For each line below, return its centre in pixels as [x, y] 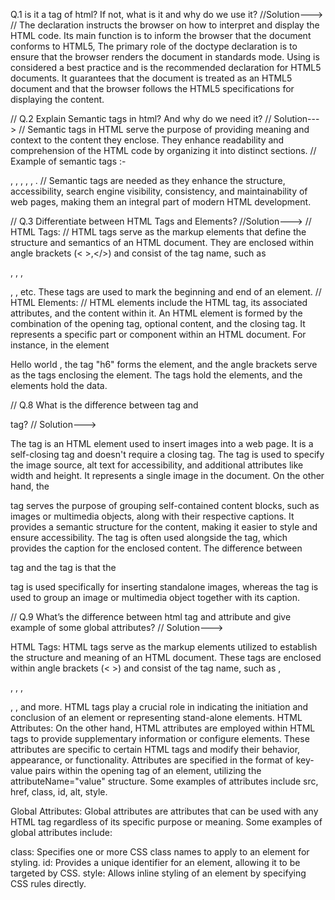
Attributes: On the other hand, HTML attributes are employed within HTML [163, 728]
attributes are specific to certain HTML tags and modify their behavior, [155, 749]
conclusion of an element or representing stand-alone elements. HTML [156, 717]
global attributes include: [61, 832]
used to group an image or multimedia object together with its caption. [155, 597]
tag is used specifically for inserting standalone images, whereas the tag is [164, 587]
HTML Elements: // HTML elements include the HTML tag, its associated [159, 302]
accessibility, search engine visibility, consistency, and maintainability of [159, 191]
